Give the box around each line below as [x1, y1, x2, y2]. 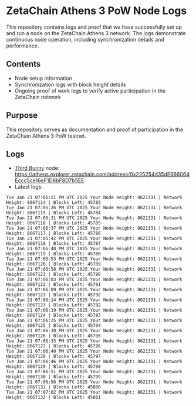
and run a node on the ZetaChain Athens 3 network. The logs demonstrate [6, 29, 186, 36]
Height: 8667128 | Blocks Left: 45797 [6, 353, 101, 360]
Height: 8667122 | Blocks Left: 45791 [6, 282, 101, 288]
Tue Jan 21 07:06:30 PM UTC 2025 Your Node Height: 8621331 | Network [6, 328, 183, 334]
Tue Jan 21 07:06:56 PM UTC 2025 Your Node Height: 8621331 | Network [6, 379, 183, 385]
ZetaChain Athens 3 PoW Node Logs [6, 4, 187, 18]
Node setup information [14, 74, 72, 81]
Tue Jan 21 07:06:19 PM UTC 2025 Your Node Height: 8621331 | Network [6, 308, 183, 313]
